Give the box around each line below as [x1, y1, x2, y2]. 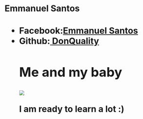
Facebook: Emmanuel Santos [19, 25, 138, 37]
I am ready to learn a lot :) [19, 103, 124, 115]
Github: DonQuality [19, 36, 99, 47]
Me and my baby [19, 64, 122, 80]
